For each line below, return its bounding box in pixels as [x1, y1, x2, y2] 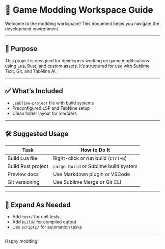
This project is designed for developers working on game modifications [5, 57, 150, 63]
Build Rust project [7, 163, 49, 170]
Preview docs [7, 171, 39, 178]
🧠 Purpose [5, 45, 38, 53]
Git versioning [7, 179, 40, 186]
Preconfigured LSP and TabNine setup [12, 105, 90, 111]
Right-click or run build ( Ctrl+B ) [53, 155, 127, 162]
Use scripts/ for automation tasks [12, 224, 82, 230]
